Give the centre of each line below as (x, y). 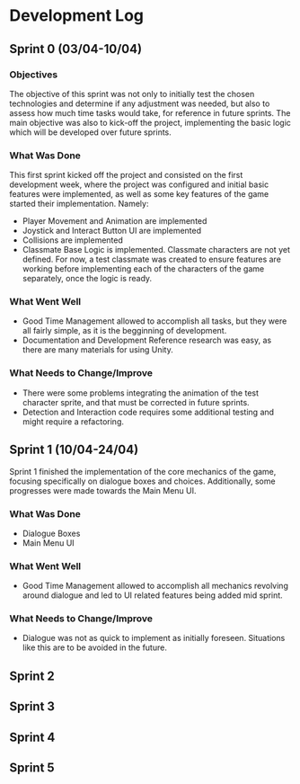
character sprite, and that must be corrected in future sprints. (136, 402)
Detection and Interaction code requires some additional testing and (148, 412)
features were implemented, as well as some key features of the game (139, 194)
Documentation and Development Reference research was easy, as (147, 340)
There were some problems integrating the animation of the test (140, 393)
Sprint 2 (32, 676)
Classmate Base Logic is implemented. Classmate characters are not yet (156, 250)
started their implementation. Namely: (79, 204)
